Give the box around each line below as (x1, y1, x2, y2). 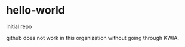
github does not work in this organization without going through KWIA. (6, 34, 179, 41)
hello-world (6, 4, 66, 17)
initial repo (6, 23, 32, 30)
